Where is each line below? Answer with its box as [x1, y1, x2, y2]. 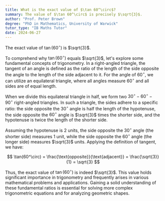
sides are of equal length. [5, 83, 57, 89]
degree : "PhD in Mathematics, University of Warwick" [5, 21, 119, 26]
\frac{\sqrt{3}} [129, 153, 160, 159]
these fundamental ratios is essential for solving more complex [5, 185, 133, 191]
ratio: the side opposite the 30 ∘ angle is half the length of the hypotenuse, [5, 104, 156, 111]
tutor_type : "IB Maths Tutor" [5, 26, 68, 31]
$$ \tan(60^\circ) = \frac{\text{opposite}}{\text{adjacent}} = [6, 153, 129, 159]
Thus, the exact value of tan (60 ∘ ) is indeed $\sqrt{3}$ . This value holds [5, 168, 152, 175]
